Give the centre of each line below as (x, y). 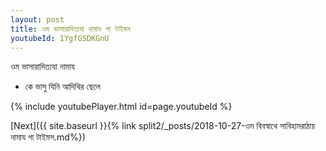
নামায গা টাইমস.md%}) (48, 137)
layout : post (37, 19)
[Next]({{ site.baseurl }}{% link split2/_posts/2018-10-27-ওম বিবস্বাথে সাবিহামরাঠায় (163, 126)
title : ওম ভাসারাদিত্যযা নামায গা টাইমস (70, 29)
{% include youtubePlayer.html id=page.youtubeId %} (121, 107)
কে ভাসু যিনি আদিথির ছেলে (62, 87)
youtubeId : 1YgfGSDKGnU (60, 38)
